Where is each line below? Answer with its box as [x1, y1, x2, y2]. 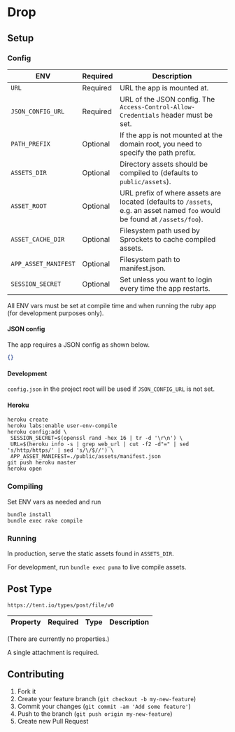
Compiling [7, 481, 43, 491]
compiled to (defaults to [120, 167, 199, 177]
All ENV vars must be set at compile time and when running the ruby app [7, 301, 217, 310]
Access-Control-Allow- [120, 103, 196, 111]
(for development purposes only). [7, 309, 104, 317]
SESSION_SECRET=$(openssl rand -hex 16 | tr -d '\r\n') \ [10, 435, 183, 442]
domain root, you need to [120, 139, 202, 149]
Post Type [7, 583, 52, 595]
